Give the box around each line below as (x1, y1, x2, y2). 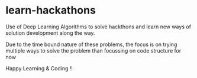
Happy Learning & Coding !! (5, 64, 73, 71)
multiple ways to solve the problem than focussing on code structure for (5, 47, 182, 54)
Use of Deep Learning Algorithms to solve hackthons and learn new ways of (5, 23, 192, 30)
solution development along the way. (5, 29, 95, 36)
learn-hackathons (5, 4, 96, 17)
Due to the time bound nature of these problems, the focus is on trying (5, 41, 177, 48)
